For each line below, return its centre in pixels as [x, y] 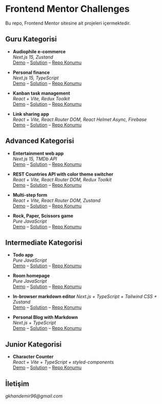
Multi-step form [30, 195]
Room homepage [31, 276]
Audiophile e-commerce [39, 51]
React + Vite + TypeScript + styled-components [63, 362]
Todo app [23, 255]
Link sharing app [31, 114]
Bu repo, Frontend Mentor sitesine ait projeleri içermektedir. [68, 23]
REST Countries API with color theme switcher [63, 174]
